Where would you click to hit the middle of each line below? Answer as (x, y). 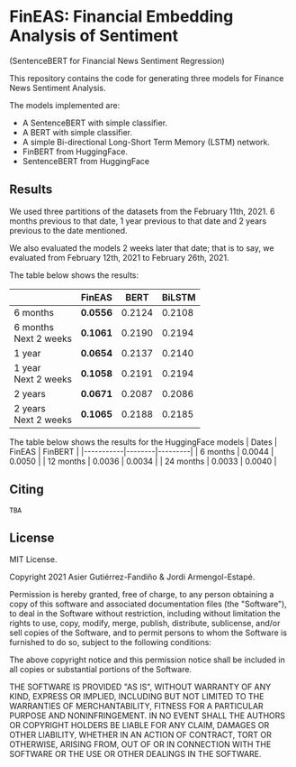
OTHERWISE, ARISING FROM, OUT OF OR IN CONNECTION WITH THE (140, 744)
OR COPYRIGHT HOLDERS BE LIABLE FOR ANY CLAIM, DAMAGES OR (139, 725)
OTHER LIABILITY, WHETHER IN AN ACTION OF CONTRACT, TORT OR (140, 735)
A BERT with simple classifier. (77, 132)
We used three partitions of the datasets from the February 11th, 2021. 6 (143, 211)
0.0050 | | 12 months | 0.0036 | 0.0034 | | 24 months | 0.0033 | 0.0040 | (143, 461)
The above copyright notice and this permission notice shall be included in (147, 660)
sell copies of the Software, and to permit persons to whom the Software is (148, 633)
